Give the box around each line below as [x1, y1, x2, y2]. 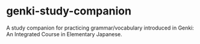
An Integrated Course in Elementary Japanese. [6, 30, 122, 37]
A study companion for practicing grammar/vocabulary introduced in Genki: [6, 24, 195, 31]
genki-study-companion [6, 4, 131, 18]
